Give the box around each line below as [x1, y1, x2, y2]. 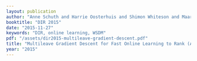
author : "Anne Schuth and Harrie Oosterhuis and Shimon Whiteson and [6, 14, 180, 20]
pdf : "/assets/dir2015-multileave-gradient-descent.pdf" [6, 35, 148, 41]
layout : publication [6, 8, 57, 15]
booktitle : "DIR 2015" [6, 19, 62, 25]
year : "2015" [6, 46, 38, 52]
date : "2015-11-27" [6, 24, 54, 31]
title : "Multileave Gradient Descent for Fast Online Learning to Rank [6, 41, 185, 47]
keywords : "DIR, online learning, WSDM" [6, 30, 107, 36]
